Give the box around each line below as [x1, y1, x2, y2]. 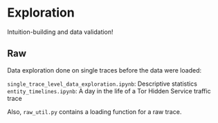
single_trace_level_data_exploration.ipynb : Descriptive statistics [7, 79, 197, 88]
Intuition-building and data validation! [7, 28, 113, 36]
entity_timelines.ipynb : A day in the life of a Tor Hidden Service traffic [7, 86, 211, 95]
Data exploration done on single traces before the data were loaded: [7, 66, 202, 74]
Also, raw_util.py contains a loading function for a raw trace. [7, 107, 182, 115]
